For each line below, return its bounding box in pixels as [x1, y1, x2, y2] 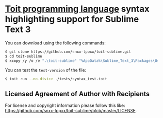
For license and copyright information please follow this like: [5, 103, 125, 108]
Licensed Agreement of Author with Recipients [5, 89, 150, 98]
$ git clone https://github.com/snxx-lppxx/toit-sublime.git [5, 49, 131, 54]
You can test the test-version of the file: [5, 67, 86, 73]
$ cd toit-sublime [5, 54, 42, 59]
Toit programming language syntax [5, 3, 149, 15]
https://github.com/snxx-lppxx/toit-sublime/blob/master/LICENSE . [5, 108, 137, 114]
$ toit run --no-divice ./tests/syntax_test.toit [5, 76, 108, 81]
